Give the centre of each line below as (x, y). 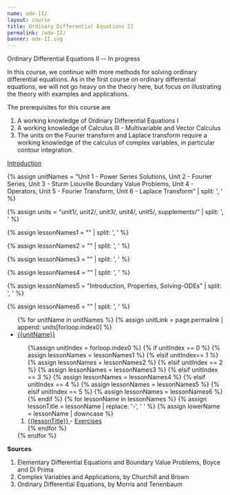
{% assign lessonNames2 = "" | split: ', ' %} (69, 246)
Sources (20, 449)
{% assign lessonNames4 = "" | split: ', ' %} (69, 273)
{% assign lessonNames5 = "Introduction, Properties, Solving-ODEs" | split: (114, 286)
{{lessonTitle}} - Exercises (64, 421)
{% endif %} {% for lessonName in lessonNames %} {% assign (117, 399)
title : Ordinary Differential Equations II (71, 26)
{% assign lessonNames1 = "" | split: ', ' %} (68, 233)
